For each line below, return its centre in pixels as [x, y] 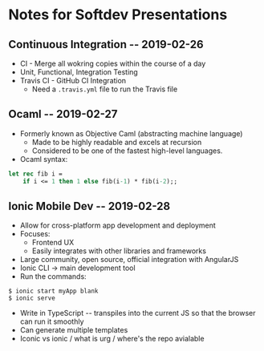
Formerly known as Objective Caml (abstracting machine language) [131, 133]
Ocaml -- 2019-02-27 [63, 114]
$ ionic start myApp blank [53, 291]
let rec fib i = [35, 174]
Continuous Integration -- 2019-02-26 [106, 44]
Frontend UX [53, 243]
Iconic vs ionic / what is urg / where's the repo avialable [112, 339]
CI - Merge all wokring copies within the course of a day [113, 63]
